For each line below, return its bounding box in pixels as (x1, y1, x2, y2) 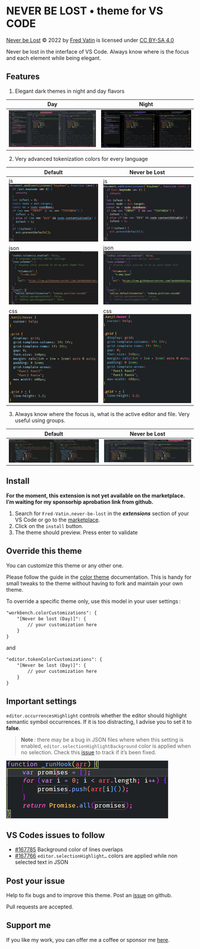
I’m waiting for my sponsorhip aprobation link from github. (6, 498, 154, 505)
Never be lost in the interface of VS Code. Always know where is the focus (6, 48, 189, 55)
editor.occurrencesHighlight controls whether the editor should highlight (6, 712, 187, 719)
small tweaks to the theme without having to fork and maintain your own (6, 579, 183, 587)
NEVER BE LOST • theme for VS (6, 4, 164, 18)
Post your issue (6, 876, 65, 886)
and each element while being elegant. (6, 54, 101, 61)
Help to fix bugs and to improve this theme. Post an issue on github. (6, 891, 173, 898)
